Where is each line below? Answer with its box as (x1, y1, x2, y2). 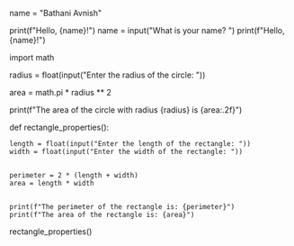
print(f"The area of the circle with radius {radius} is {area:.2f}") (9, 105, 243, 115)
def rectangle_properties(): (9, 122, 110, 132)
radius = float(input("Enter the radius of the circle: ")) (9, 69, 206, 80)
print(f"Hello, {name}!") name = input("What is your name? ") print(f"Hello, (9, 25, 285, 35)
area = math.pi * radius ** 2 (9, 87, 112, 97)
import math (9, 52, 55, 62)
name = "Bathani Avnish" (9, 8, 102, 18)
